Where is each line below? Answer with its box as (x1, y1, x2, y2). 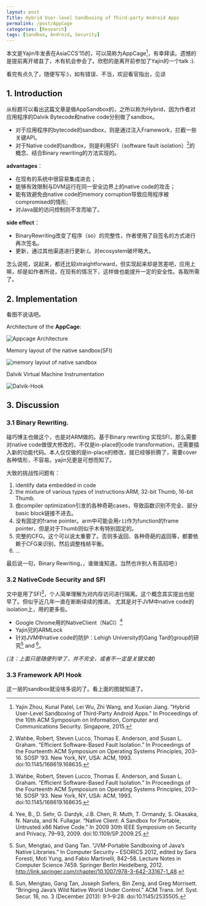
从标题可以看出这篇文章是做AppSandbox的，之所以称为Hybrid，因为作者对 (6, 105, 196, 113)
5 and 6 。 (20, 641, 45, 649)
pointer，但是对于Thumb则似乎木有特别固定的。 (15, 524, 137, 532)
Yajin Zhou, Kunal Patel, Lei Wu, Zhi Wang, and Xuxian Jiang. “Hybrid (15, 703, 190, 711)
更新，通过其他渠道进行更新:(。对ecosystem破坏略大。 (15, 247, 154, 255)
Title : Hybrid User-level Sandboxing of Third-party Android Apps (6, 15, 180, 21)
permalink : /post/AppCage (6, 20, 72, 26)
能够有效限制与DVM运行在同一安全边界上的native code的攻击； (15, 183, 176, 191)
